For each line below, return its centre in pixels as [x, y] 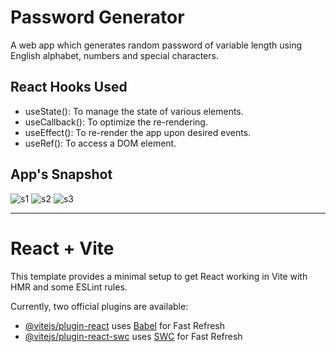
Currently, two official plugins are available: [99, 306]
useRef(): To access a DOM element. [100, 143]
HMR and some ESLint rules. [69, 287]
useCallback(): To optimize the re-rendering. [116, 122]
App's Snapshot [61, 174]
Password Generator [97, 17]
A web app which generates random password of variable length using [156, 45]
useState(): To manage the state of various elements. [134, 111]
